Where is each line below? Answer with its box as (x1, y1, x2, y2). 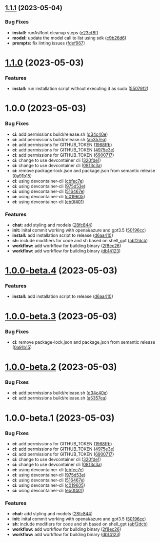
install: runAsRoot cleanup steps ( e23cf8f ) (12, 29, 99, 36)
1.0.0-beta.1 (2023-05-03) (5, 412, 115, 423)
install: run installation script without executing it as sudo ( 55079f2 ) (12, 85, 149, 92)
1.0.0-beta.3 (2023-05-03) (5, 311, 117, 322)
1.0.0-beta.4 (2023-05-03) (5, 265, 118, 276)
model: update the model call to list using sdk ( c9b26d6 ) (12, 35, 127, 41)
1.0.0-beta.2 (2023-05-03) (5, 361, 117, 373)
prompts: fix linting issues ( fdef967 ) (12, 40, 85, 46)
